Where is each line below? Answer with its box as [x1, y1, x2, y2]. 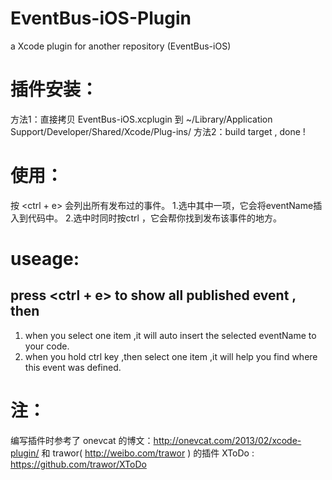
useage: [10, 248, 80, 270]
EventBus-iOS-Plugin [10, 7, 192, 30]
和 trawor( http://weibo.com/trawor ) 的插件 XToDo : [41, 447, 255, 459]
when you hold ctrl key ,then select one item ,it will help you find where [24, 350, 318, 362]
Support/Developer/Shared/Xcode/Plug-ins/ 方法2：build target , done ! [10, 125, 306, 137]
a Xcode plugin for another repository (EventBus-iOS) [10, 40, 232, 52]
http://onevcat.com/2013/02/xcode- [153, 434, 302, 446]
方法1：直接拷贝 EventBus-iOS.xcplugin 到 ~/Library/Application [10, 113, 273, 125]
